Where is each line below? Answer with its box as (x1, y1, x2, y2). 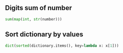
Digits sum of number (5, 4, 72, 12)
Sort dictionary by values (5, 30, 83, 38)
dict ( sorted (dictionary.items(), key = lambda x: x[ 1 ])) (5, 43, 119, 48)
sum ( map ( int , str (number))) (5, 17, 62, 21)
